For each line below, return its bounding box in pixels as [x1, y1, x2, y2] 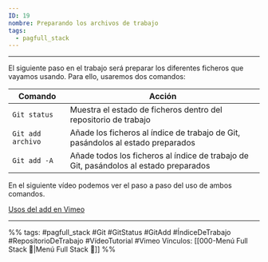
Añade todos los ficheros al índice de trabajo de [69, 150, 249, 161]
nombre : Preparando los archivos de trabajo [8, 19, 159, 27]
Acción [148, 91, 177, 102]
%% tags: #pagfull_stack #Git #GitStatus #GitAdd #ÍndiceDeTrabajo [8, 228, 231, 237]
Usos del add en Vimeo [8, 204, 85, 214]
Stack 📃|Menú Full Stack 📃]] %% [8, 244, 116, 254]
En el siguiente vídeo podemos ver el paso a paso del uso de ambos [8, 181, 233, 190]
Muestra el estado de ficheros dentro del [69, 105, 223, 116]
